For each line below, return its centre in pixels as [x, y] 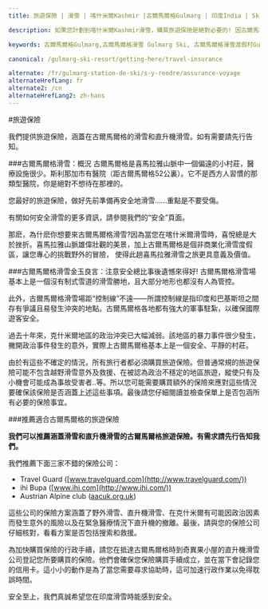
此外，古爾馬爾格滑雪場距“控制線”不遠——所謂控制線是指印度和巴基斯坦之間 [134, 298]
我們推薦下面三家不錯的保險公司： [64, 463]
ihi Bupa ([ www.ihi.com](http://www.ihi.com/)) [95, 488]
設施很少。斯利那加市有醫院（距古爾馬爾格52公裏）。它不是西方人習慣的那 [136, 173]
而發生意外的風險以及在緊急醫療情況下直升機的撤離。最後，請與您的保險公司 [134, 522]
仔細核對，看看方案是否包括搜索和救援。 [75, 532]
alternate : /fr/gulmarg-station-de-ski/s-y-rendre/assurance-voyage [124, 74]
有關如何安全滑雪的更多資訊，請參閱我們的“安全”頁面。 [99, 217]
